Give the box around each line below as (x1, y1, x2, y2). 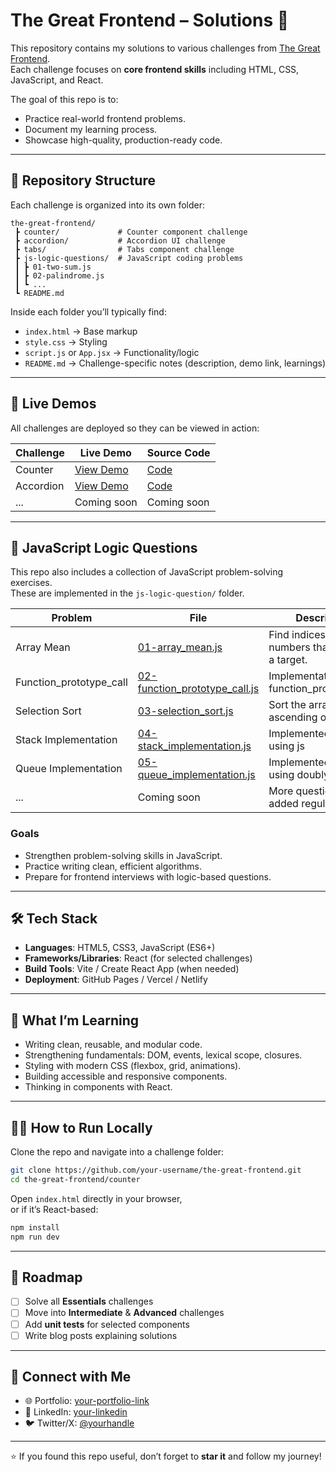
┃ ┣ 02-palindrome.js (14, 270, 105, 281)
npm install (10, 1222, 60, 1233)
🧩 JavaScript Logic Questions (10, 539, 198, 556)
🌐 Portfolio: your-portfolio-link (24, 1395, 150, 1407)
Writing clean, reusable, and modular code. (24, 1039, 203, 1051)
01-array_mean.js (137, 640, 223, 654)
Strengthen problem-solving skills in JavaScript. (24, 849, 223, 861)
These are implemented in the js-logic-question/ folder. (10, 587, 245, 599)
